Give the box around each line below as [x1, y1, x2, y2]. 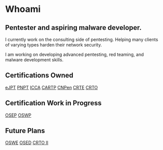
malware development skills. [5, 57, 64, 63]
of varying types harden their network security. [5, 42, 102, 48]
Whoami [5, 3, 41, 15]
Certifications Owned [5, 71, 74, 80]
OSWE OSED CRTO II [5, 140, 49, 146]
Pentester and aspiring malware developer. [5, 23, 142, 32]
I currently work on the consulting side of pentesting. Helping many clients [5, 36, 159, 42]
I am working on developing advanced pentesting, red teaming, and [5, 51, 144, 57]
